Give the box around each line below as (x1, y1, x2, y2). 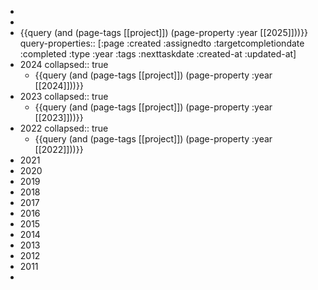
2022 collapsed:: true (19, 122, 109, 134)
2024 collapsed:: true (19, 59, 109, 70)
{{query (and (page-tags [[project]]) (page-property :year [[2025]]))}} (19, 27, 309, 38)
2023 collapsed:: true (19, 91, 109, 102)
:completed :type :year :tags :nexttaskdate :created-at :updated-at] (19, 48, 297, 60)
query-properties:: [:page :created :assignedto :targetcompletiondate (19, 37, 305, 49)
